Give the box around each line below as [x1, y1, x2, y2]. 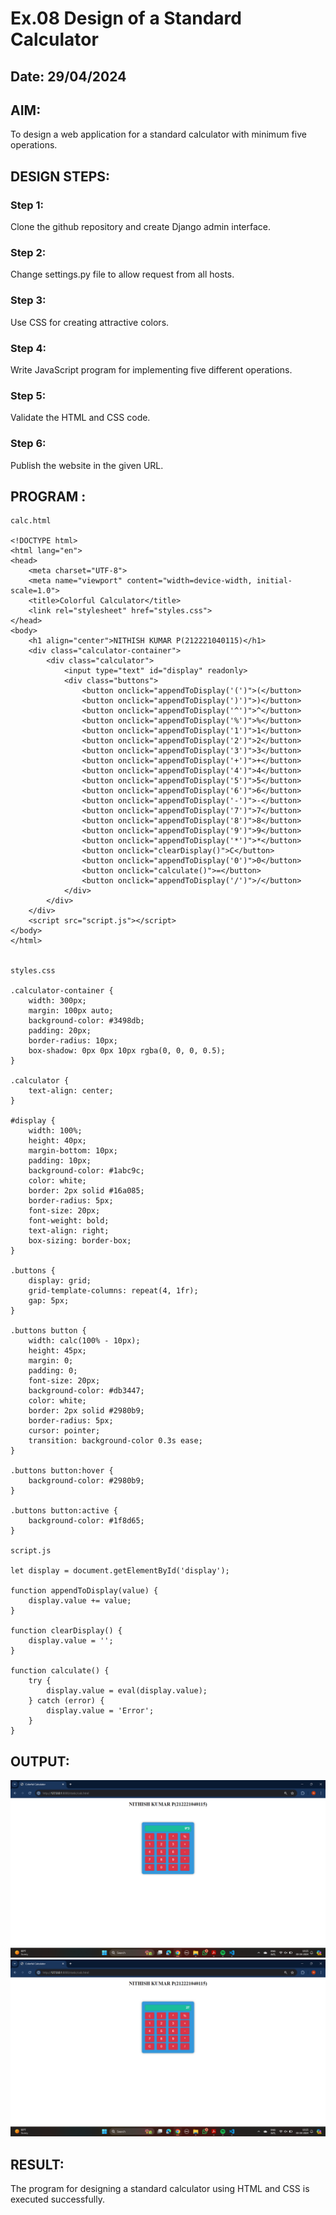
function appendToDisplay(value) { [10, 1586, 159, 1596]
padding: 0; [28, 1366, 78, 1376]
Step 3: [10, 293, 47, 307]
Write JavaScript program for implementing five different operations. [10, 363, 293, 376]
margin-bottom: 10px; [28, 1146, 118, 1156]
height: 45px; [28, 1346, 87, 1356]
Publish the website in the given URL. [10, 459, 164, 471]
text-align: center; [28, 1086, 114, 1096]
